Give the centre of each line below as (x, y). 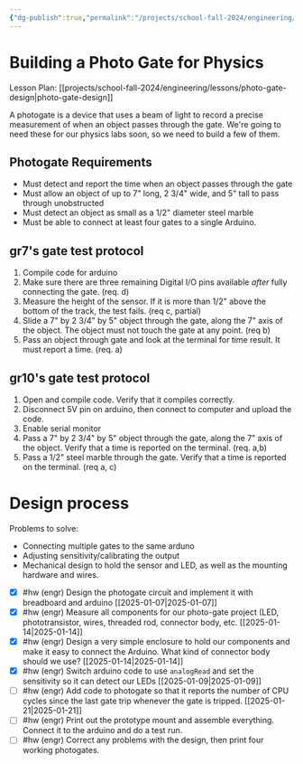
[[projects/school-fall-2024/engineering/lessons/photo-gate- (172, 88)
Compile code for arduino (70, 273)
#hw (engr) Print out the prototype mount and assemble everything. (148, 721)
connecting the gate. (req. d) (76, 292)
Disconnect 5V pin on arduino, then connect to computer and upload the (157, 409)
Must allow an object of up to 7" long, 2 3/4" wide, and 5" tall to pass (151, 193)
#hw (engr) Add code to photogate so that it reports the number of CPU (156, 691)
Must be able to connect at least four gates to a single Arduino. (139, 222)
